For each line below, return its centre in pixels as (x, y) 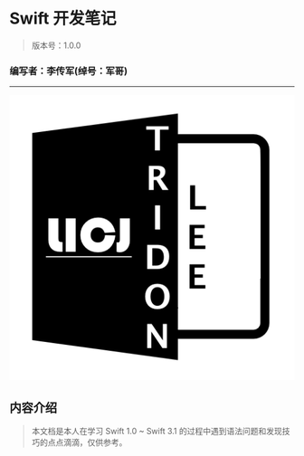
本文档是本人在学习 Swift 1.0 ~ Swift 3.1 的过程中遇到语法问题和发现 (157, 432)
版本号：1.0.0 (56, 45)
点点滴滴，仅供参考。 (87, 442)
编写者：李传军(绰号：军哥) (69, 71)
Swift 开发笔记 (63, 19)
